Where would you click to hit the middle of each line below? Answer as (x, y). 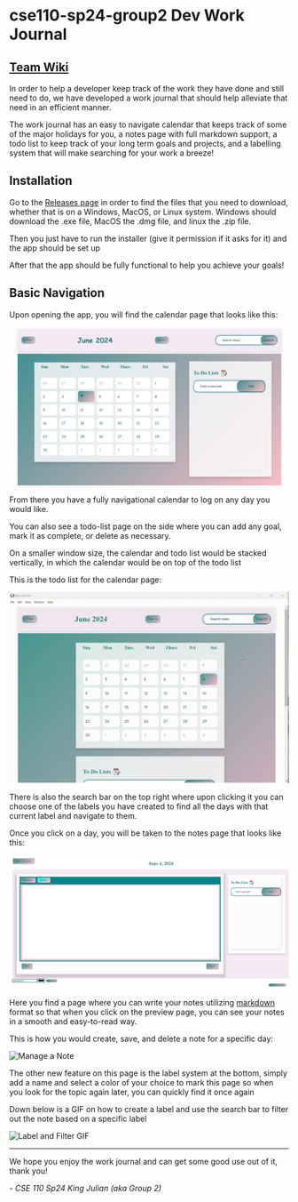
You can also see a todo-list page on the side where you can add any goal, (145, 526)
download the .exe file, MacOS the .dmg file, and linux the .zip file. (130, 221)
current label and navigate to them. (73, 816)
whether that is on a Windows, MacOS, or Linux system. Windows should (143, 212)
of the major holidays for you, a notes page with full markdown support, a (143, 134)
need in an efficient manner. (60, 107)
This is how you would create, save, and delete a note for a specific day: (141, 1039)
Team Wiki (39, 67)
